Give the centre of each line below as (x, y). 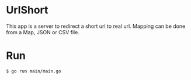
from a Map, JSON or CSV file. (43, 32)
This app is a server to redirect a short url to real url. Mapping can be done (96, 26)
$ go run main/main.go (34, 71)
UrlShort (27, 10)
